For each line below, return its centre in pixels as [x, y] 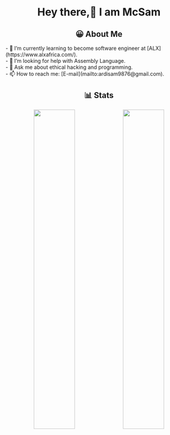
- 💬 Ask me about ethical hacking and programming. [69, 67]
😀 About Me [99, 34]
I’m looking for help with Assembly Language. [70, 61]
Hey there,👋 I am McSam [99, 12]
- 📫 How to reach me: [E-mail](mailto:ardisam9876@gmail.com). [85, 74]
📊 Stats [99, 95]
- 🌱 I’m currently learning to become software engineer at [76, 48]
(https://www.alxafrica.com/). [41, 55]
